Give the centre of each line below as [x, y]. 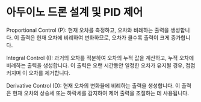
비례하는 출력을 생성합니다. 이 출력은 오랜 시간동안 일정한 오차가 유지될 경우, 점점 [101, 65]
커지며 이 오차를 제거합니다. [39, 73]
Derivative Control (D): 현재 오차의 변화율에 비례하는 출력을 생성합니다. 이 [93, 85]
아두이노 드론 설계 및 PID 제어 [75, 12]
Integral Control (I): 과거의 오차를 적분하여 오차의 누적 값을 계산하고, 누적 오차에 [100, 58]
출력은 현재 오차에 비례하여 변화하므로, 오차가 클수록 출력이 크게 [95, 37]
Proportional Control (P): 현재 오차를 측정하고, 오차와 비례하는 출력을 [88, 30]
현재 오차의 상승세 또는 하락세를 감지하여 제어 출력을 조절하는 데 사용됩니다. [101, 93]
